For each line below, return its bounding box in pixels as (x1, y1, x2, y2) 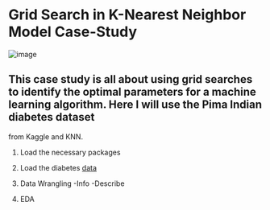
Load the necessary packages (19, 147, 121, 157)
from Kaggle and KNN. (8, 131, 83, 142)
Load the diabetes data (19, 163, 98, 172)
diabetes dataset (8, 110, 95, 124)
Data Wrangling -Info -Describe (19, 179, 125, 188)
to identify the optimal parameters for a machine (8, 85, 256, 99)
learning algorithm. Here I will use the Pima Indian (8, 98, 262, 112)
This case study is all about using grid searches (8, 72, 253, 86)
